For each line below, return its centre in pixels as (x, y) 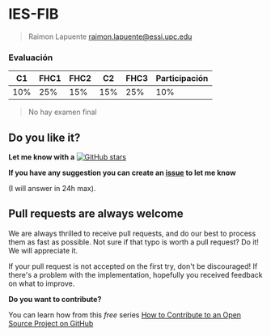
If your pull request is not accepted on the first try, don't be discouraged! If (133, 266)
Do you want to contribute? (55, 299)
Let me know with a (42, 157)
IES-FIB (34, 14)
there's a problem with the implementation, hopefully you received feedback (135, 274)
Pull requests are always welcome (96, 214)
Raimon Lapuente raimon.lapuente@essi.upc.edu (110, 36)
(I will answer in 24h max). (52, 189)
